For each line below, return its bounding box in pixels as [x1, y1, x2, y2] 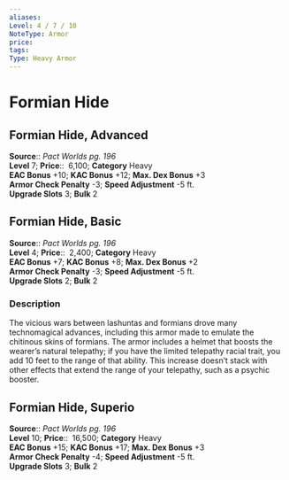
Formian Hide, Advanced [9, 128, 148, 143]
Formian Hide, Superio [9, 399, 135, 414]
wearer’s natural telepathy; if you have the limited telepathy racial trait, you [9, 346, 281, 357]
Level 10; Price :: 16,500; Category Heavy [9, 432, 162, 443]
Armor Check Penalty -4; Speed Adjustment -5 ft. [9, 451, 195, 461]
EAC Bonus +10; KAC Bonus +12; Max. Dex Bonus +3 [9, 170, 206, 180]
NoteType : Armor [9, 29, 69, 38]
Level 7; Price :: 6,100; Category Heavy [9, 160, 153, 171]
